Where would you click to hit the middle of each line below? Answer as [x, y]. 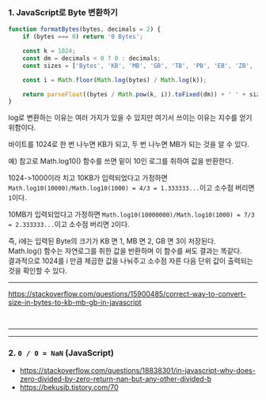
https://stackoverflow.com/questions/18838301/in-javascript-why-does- [137, 370]
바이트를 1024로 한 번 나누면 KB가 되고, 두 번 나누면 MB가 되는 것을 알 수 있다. [129, 145]
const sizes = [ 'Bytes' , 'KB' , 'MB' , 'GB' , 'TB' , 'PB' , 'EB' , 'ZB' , [138, 66]
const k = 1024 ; [49, 51]
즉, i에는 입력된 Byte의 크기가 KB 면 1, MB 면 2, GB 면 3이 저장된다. [112, 241]
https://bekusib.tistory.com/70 [69, 387]
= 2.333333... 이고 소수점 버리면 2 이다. [69, 225]
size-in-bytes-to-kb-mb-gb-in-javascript [75, 303]
